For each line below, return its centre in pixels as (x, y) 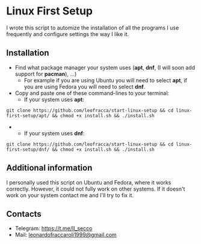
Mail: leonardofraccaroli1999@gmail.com (66, 235)
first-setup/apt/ (28, 115)
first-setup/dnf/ (28, 149)
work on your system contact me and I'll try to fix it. (70, 195)
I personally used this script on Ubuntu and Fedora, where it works (89, 182)
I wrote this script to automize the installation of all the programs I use (93, 28)
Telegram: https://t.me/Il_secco (54, 228)
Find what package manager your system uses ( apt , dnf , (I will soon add (105, 67)
